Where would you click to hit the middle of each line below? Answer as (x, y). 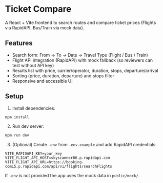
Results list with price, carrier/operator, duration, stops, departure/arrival (85, 70)
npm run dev (17, 136)
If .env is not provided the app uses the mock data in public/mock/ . (72, 176)
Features (19, 43)
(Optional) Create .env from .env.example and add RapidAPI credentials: (84, 145)
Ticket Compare (38, 9)
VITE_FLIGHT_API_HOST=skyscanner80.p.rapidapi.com (58, 158)
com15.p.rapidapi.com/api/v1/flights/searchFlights (59, 167)
